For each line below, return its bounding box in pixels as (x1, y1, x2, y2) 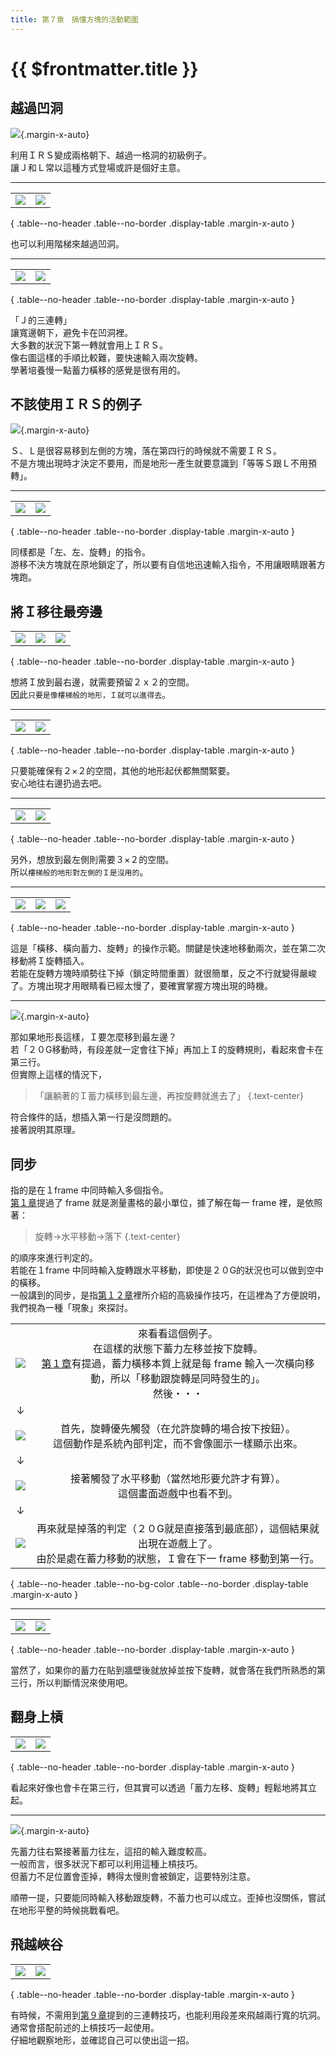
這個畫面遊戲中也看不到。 (117, 1487, 238, 1501)
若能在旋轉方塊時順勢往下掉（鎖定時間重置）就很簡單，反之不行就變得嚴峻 (10, 967, 317, 980)
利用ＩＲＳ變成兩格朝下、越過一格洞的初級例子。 (10, 149, 212, 161)
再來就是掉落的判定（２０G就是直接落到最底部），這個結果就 (36, 1522, 320, 1536)
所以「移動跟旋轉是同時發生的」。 (109, 1372, 266, 1386)
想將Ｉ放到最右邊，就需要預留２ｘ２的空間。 (10, 676, 195, 688)
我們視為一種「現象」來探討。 (10, 1302, 133, 1314)
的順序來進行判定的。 (10, 1252, 98, 1264)
